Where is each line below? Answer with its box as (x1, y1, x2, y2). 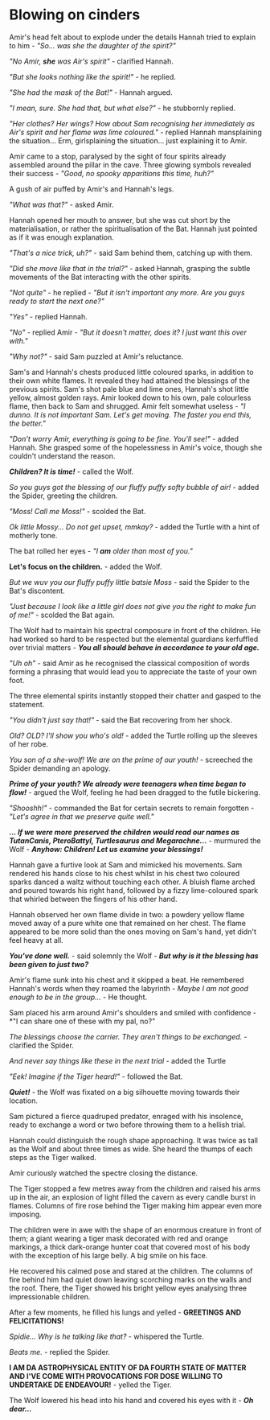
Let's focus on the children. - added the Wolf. (9, 562, 162, 571)
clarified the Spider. (9, 1040, 75, 1050)
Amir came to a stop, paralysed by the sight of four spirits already (9, 151, 227, 161)
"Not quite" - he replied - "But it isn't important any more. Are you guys (9, 287, 245, 297)
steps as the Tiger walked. (9, 1152, 97, 1162)
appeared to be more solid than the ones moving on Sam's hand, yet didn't (9, 927, 256, 936)
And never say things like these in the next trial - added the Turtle (9, 1056, 227, 1065)
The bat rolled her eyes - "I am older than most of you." (9, 545, 194, 556)
